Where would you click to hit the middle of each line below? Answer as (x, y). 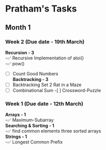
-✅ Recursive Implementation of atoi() (45, 58)
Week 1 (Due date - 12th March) (44, 104)
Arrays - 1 (16, 115)
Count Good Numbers (35, 73)
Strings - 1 (16, 137)
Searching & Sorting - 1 (30, 126)
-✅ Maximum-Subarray (30, 120)
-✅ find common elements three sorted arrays (53, 131)
